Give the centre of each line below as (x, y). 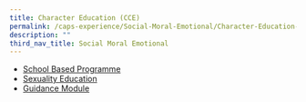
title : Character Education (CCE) (75, 18)
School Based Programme (71, 69)
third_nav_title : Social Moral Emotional (89, 43)
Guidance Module (56, 88)
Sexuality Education (60, 79)
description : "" (40, 35)
